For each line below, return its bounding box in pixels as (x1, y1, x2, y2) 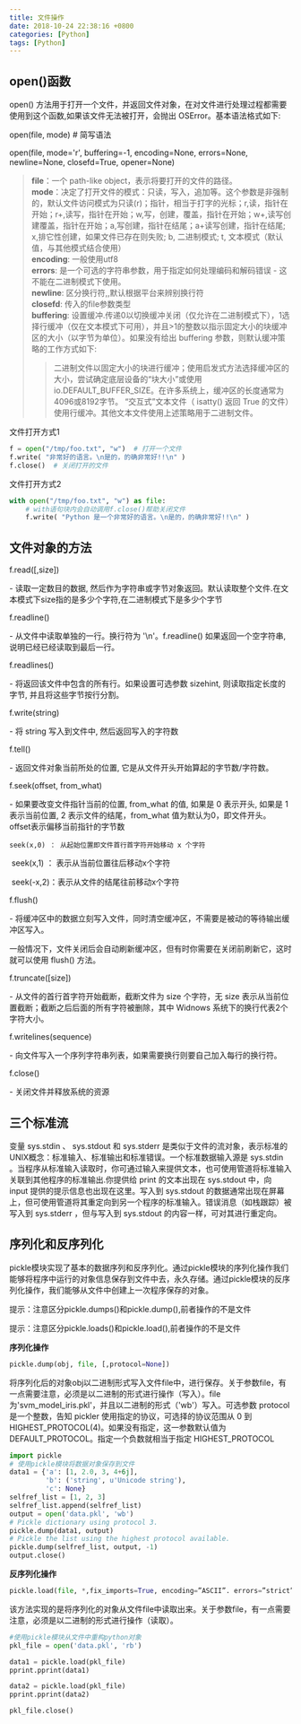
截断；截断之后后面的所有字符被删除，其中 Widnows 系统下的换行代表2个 (16, 1002, 288, 1014)
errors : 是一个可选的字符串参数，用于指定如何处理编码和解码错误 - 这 (30, 266, 288, 276)
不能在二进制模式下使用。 (30, 276, 126, 287)
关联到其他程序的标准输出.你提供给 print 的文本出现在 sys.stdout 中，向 (9, 1174, 272, 1185)
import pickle (9, 1450, 63, 1460)
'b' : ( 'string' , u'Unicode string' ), (45, 1476, 186, 1485)
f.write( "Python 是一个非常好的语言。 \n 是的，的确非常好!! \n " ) (25, 513, 250, 522)
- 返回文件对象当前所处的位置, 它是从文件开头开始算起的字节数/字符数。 (9, 762, 274, 773)
